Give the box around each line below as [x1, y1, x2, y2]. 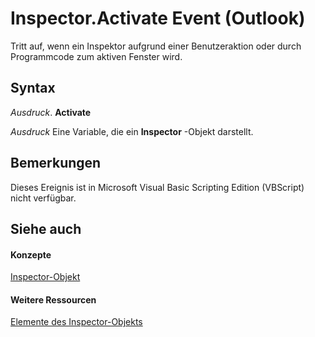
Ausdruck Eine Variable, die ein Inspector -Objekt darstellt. [10, 125, 254, 137]
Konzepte [10, 248, 52, 261]
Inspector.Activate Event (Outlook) [10, 7, 306, 30]
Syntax [10, 80, 56, 97]
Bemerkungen [10, 155, 102, 172]
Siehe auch [10, 220, 82, 237]
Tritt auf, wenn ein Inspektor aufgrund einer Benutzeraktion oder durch [10, 40, 302, 52]
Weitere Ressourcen [10, 293, 97, 306]
